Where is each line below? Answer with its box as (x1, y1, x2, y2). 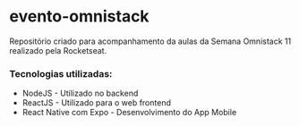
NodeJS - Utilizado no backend (21, 88, 139, 99)
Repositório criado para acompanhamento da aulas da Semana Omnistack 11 (9, 36, 292, 46)
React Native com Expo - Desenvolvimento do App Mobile (21, 107, 237, 118)
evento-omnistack (9, 6, 150, 27)
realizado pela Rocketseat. (9, 45, 107, 55)
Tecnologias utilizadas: (9, 67, 113, 80)
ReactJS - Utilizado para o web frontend (21, 97, 172, 108)
